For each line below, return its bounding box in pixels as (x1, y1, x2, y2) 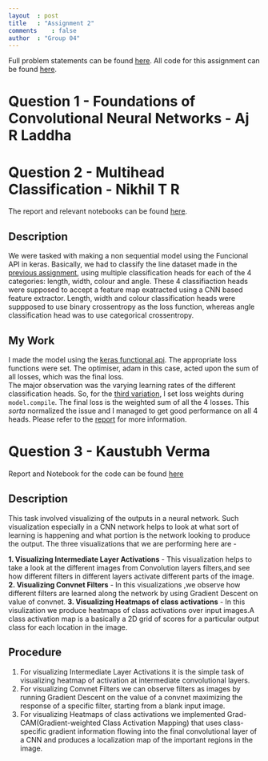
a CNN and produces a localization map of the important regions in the (19, 735, 254, 744)
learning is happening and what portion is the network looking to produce (8, 530, 250, 540)
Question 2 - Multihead (8, 163, 166, 181)
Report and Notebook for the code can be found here (8, 469, 184, 479)
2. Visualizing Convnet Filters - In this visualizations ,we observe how (8, 579, 241, 589)
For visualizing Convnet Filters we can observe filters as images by (19, 683, 242, 693)
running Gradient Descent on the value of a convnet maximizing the (19, 692, 243, 702)
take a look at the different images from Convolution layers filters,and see (8, 563, 250, 572)
